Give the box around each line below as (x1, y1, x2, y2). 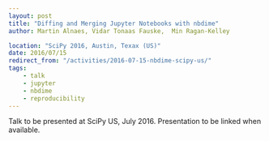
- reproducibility (23, 94, 85, 102)
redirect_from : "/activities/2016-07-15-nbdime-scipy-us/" (8, 57, 212, 65)
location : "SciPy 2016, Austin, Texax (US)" (8, 41, 161, 49)
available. (8, 125, 41, 135)
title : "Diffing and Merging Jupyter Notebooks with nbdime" (8, 19, 220, 28)
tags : (8, 64, 27, 73)
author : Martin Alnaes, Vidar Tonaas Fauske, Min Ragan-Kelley (8, 27, 230, 35)
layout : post (8, 11, 53, 20)
